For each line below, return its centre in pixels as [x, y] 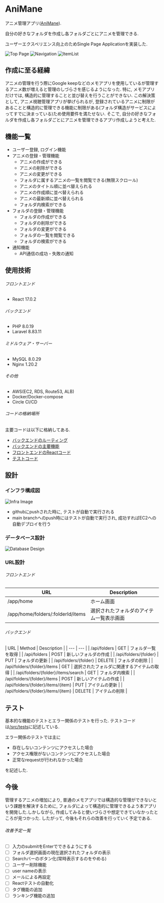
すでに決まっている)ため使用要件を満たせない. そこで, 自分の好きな [81, 114]
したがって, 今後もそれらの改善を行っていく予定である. [97, 818]
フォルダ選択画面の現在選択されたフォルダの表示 [61, 853]
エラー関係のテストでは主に [33, 737]
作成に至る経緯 [28, 70]
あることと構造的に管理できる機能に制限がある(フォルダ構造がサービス [76, 107]
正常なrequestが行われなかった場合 [48, 760]
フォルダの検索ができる [43, 241]
